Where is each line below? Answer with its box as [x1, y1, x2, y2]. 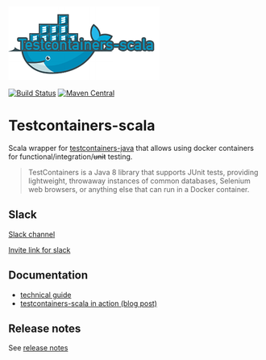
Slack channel [8, 229, 56, 239]
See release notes [8, 343, 69, 353]
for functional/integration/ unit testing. [8, 152, 133, 161]
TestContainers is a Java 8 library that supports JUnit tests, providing [27, 167, 259, 177]
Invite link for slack [8, 245, 71, 254]
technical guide [19, 290, 72, 299]
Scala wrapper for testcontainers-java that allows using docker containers [8, 143, 254, 153]
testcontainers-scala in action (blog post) [19, 298, 157, 308]
